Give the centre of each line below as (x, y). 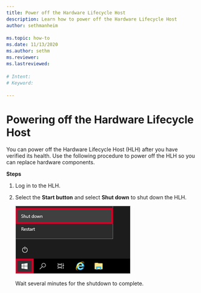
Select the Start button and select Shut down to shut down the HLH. (101, 198)
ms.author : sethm (28, 51)
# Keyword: (20, 83)
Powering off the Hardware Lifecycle (100, 120)
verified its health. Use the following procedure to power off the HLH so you (101, 156)
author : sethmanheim (32, 25)
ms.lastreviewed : (28, 63)
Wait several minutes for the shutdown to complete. (79, 283)
